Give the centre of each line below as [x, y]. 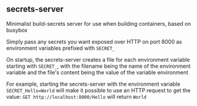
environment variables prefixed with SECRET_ [61, 48]
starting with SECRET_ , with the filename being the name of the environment [99, 66]
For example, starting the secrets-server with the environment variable [93, 84]
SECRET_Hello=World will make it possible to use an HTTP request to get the [99, 90]
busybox [17, 30]
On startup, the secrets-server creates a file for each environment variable [98, 59]
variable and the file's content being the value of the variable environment [97, 72]
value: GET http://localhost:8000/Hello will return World [76, 96]
